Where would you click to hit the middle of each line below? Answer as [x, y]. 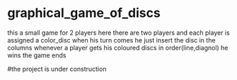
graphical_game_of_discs [84, 13]
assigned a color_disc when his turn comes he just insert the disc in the [111, 40]
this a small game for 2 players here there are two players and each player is [118, 33]
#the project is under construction [57, 69]
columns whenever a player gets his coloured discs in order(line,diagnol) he [118, 47]
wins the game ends [37, 55]
